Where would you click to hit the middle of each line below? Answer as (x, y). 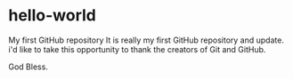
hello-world (53, 16)
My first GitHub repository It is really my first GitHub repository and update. (146, 40)
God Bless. (28, 67)
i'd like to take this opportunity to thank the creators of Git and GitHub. (137, 49)
